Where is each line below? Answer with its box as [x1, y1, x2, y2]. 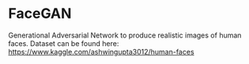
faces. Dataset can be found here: [8, 38, 119, 48]
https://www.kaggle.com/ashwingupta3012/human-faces [8, 47, 195, 56]
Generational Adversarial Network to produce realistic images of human [8, 30, 242, 40]
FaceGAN [8, 5, 72, 23]
